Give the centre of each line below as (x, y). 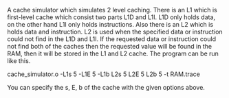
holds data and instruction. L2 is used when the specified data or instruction (115, 32)
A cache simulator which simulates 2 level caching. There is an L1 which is (112, 10)
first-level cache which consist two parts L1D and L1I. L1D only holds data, (111, 17)
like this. (19, 61)
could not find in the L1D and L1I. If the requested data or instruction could (112, 39)
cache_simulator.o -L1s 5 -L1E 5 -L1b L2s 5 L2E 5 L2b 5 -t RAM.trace (104, 74)
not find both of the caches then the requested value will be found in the (109, 46)
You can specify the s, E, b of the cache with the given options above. (106, 87)
